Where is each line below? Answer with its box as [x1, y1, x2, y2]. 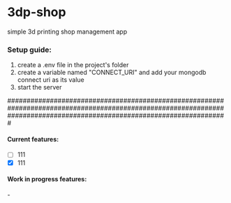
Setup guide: [7, 45, 52, 55]
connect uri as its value [17, 76, 85, 84]
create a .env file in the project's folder [17, 61, 129, 69]
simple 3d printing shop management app [7, 27, 128, 36]
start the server [17, 83, 62, 92]
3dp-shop [7, 4, 66, 20]
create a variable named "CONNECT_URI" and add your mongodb [17, 68, 207, 77]
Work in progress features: [7, 175, 87, 183]
